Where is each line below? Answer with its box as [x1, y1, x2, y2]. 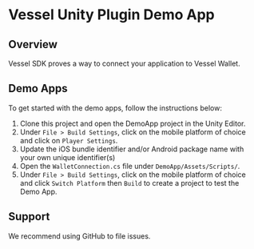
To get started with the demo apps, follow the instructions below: [8, 102, 222, 113]
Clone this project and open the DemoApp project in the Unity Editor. [19, 118, 246, 128]
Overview [8, 38, 58, 51]
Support [8, 210, 50, 223]
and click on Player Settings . [19, 135, 118, 145]
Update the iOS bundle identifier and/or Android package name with [19, 144, 244, 154]
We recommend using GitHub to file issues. [8, 231, 151, 241]
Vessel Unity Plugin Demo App [8, 6, 215, 24]
